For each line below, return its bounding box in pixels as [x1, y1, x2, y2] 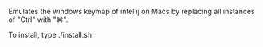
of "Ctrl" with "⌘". [8, 15, 69, 24]
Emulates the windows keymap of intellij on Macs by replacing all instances [8, 7, 255, 16]
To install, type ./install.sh [8, 31, 92, 39]
